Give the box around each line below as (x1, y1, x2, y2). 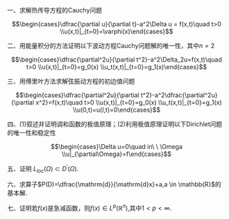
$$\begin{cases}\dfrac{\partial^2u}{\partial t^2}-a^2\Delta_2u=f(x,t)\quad (11, 55, 222, 64)
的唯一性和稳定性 (7, 129, 56, 137)
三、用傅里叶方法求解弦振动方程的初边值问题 (7, 77, 135, 85)
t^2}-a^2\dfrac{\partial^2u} (140, 91, 218, 99)
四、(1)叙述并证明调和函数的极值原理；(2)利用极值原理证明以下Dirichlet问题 (7, 120, 223, 128)
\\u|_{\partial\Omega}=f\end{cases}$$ (61, 150, 172, 158)
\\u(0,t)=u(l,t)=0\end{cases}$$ (72, 106, 161, 114)
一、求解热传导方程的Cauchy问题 (7, 6, 103, 14)
